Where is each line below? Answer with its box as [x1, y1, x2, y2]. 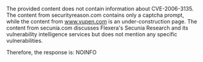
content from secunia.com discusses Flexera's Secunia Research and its [6, 24, 188, 31]
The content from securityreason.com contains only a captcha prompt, [6, 11, 184, 19]
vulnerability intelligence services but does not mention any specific [6, 31, 177, 38]
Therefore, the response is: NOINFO [6, 49, 97, 56]
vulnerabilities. [6, 37, 43, 44]
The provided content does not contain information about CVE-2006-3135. [6, 5, 194, 12]
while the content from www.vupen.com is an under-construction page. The [6, 18, 198, 25]
